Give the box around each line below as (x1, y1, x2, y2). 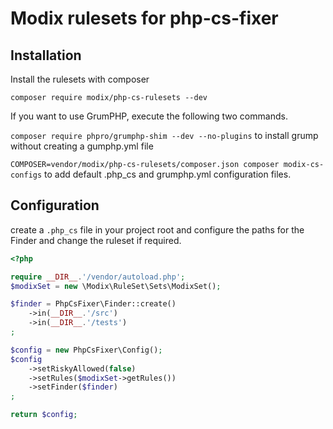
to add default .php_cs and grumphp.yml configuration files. (44, 168, 292, 180)
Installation (10, 47, 82, 64)
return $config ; (10, 410, 78, 420)
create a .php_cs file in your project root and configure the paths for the (10, 223, 305, 236)
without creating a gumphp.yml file (10, 140, 154, 152)
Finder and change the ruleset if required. (10, 234, 182, 246)
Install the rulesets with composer (10, 73, 150, 85)
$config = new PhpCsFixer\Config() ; (10, 345, 163, 355)
